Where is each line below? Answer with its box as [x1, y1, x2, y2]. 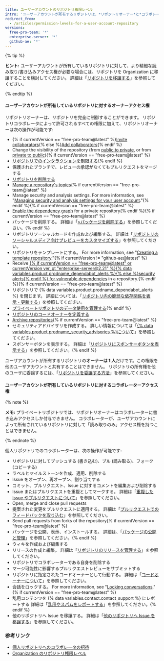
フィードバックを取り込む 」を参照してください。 [12, 513, 111, 518]
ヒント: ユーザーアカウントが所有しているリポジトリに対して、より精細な [5, 62, 152, 69]
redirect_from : [5, 16, 36, 21]
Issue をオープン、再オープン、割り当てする [12, 476, 101, 483]
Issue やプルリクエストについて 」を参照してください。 [12, 495, 123, 501]
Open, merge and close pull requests [12, 500, 87, 506]
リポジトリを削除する [12, 176, 55, 182]
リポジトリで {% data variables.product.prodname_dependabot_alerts [12, 287, 153, 293]
